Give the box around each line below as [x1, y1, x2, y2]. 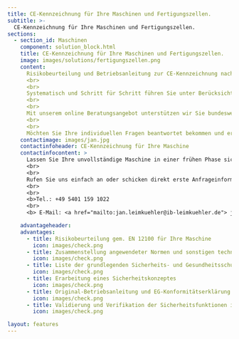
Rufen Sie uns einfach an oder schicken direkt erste [26, 176, 190, 183]
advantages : [20, 229, 55, 236]
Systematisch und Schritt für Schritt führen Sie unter [26, 90, 196, 97]
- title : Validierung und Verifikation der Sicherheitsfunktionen [26, 301, 228, 308]
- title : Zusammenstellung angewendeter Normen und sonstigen [26, 249, 215, 256]
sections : [7, 30, 37, 38]
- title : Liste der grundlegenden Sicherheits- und [26, 261, 183, 269]
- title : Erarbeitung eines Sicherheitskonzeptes [26, 275, 176, 282]
